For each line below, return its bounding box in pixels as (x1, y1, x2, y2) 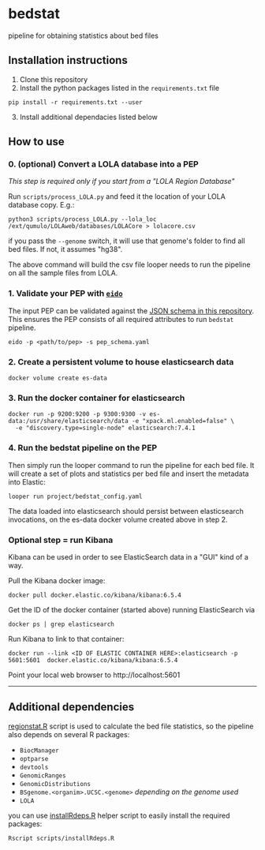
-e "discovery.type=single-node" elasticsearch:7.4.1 (15, 424, 196, 432)
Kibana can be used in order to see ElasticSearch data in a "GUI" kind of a (8, 552, 248, 561)
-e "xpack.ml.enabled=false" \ (131, 418, 235, 425)
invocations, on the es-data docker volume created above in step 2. (8, 515, 228, 524)
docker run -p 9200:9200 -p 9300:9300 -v (8, 410, 147, 418)
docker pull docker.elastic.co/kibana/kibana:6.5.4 (8, 591, 181, 599)
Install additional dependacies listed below (19, 112, 158, 122)
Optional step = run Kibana (8, 534, 114, 545)
